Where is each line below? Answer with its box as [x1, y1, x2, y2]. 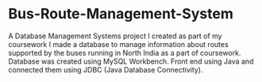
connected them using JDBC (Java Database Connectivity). [8, 64, 204, 74]
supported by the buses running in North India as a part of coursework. [8, 48, 241, 57]
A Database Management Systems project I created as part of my [8, 31, 222, 41]
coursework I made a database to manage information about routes [8, 39, 229, 49]
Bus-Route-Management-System [8, 5, 234, 23]
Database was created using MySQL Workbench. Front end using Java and [8, 57, 254, 66]
